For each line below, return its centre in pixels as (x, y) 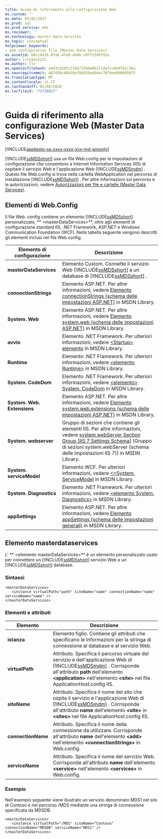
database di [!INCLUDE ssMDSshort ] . (105, 276)
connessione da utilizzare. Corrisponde (97, 730)
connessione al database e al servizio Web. (102, 646)
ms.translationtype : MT (29, 77)
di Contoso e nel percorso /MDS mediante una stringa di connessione (74, 805)
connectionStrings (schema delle (100, 296)
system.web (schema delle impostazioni (108, 322)
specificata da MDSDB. (28, 810)
